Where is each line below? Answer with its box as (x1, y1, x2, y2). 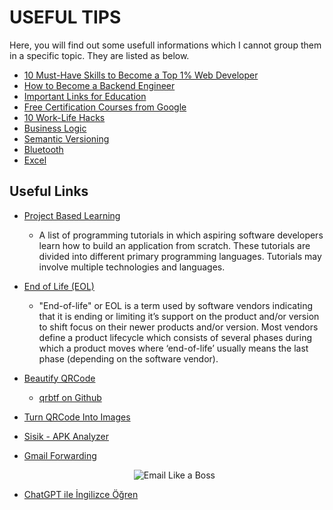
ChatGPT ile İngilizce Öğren (23, 488, 139, 500)
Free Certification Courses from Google (23, 101, 187, 113)
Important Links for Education (23, 90, 147, 102)
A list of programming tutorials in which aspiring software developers (38, 229, 324, 241)
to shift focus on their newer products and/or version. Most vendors (38, 321, 319, 333)
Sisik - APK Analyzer (23, 430, 109, 442)
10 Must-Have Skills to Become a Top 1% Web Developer (23, 69, 259, 81)
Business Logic (23, 122, 87, 134)
